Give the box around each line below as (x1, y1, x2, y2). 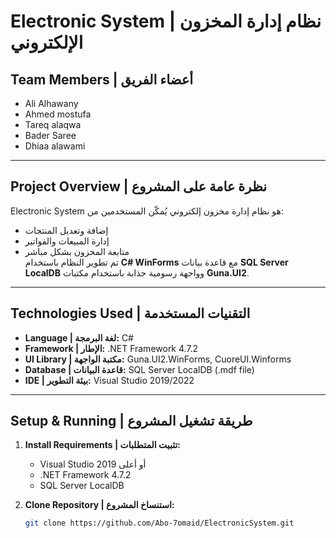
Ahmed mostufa (24, 108, 92, 120)
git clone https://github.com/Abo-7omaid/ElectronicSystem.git (24, 518, 295, 529)
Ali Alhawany (24, 98, 79, 109)
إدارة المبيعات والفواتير (24, 235, 110, 247)
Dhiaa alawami (24, 140, 86, 152)
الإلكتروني (10, 31, 84, 54)
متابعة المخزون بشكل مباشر (24, 245, 130, 257)
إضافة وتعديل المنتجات (24, 224, 109, 236)
